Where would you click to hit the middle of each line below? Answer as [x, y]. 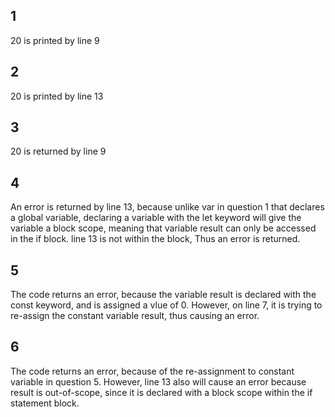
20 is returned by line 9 [58, 151]
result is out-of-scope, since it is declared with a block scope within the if [161, 392]
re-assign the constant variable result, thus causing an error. [135, 316]
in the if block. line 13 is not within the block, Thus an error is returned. [155, 239]
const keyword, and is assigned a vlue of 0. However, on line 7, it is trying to [166, 305]
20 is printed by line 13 [57, 96]
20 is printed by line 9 [55, 40]
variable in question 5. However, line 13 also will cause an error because [158, 381]
